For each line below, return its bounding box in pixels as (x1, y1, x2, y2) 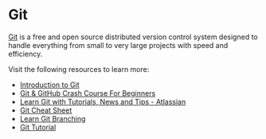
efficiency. (8, 49, 43, 58)
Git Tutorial (19, 122, 57, 132)
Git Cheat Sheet (19, 105, 72, 115)
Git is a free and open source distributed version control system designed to (8, 32, 258, 42)
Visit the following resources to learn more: (8, 64, 150, 73)
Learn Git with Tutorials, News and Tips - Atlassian (19, 97, 186, 106)
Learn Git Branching (19, 113, 86, 123)
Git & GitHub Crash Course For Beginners (19, 88, 156, 97)
